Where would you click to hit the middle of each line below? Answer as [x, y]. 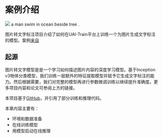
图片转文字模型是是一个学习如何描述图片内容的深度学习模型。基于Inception [80, 69]
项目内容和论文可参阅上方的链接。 [43, 88]
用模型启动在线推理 [31, 131]
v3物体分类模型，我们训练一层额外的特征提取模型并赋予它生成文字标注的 [78, 76]
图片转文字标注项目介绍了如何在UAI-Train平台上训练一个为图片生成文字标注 [81, 34]
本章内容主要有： [22, 108]
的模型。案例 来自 [22, 40]
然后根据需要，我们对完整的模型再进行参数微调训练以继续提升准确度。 [83, 82]
